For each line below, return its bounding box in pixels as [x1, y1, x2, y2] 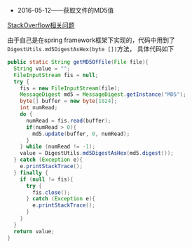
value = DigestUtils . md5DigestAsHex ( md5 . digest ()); [20, 150, 174, 157]
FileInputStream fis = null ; [13, 71, 99, 78]
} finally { [13, 169, 49, 177]
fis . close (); [32, 188, 71, 196]
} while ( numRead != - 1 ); [20, 143, 96, 151]
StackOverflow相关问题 [7, 21, 75, 29]
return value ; [13, 228, 55, 235]
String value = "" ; [13, 65, 71, 72]
